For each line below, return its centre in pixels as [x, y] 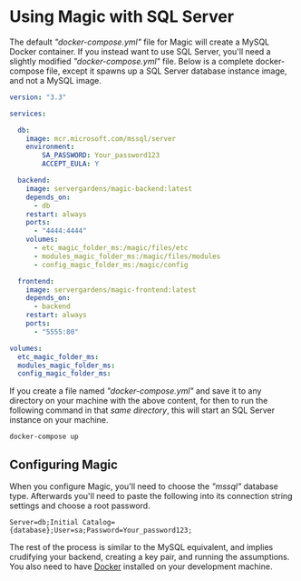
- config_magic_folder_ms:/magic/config [111, 265]
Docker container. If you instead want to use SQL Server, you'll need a [140, 51]
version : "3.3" [38, 97]
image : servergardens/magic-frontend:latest [111, 290]
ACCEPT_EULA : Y [71, 164]
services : [28, 114]
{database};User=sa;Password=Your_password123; [101, 531]
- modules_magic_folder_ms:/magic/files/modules [127, 256]
